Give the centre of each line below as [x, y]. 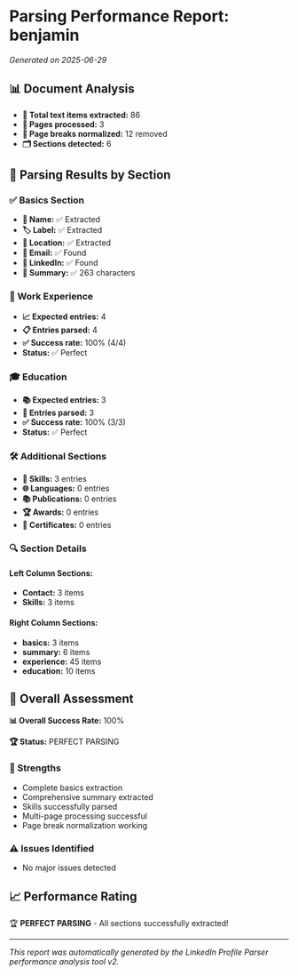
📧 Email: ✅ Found [54, 253]
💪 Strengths [35, 768]
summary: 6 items [56, 652]
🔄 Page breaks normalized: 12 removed [95, 133]
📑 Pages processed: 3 [63, 124]
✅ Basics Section [47, 200]
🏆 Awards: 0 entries [60, 512]
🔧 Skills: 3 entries [54, 479]
